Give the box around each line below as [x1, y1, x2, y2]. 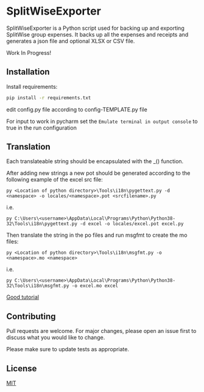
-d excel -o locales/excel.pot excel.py [80, 221, 184, 227]
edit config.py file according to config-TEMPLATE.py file [6, 105, 147, 113]
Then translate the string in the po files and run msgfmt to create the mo [6, 231, 188, 239]
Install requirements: [6, 83, 58, 90]
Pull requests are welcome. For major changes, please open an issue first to [6, 327, 197, 335]
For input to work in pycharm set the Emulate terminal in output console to [6, 117, 198, 125]
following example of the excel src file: [6, 176, 104, 183]
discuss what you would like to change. [6, 334, 105, 341]
